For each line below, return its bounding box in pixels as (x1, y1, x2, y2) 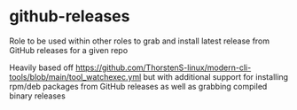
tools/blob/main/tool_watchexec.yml (9, 71, 142, 82)
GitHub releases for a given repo (9, 44, 129, 55)
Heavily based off (9, 62, 74, 73)
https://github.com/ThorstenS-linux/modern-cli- (74, 62, 252, 73)
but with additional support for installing (143, 71, 289, 82)
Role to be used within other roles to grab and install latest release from (9, 35, 270, 46)
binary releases (9, 90, 66, 101)
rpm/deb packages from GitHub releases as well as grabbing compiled (9, 81, 268, 91)
